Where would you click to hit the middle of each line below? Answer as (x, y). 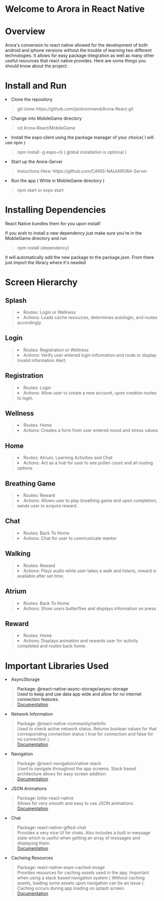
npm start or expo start (40, 190)
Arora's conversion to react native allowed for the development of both (77, 45)
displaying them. (34, 843)
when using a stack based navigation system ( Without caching (81, 878)
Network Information (32, 714)
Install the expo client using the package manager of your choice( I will (83, 137)
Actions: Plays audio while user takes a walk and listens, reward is (90, 571)
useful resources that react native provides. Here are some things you (75, 61)
